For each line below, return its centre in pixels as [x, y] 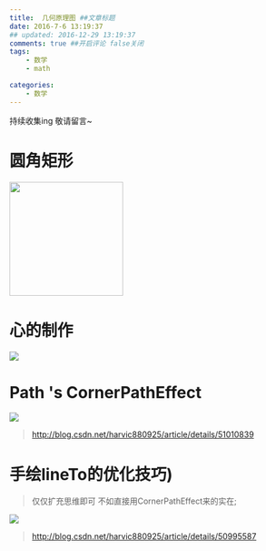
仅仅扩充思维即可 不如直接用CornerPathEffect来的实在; [134, 501]
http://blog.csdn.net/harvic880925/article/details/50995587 [144, 536]
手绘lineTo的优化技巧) [91, 474]
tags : [20, 52]
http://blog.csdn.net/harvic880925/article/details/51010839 [143, 434]
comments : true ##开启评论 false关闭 [77, 43]
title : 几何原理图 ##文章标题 [62, 18]
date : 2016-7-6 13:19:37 [56, 26]
